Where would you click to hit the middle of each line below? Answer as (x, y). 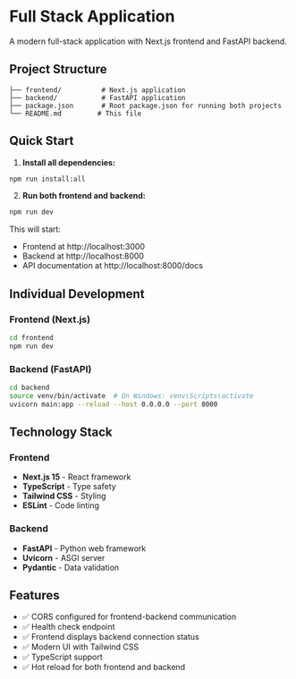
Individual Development (77, 294)
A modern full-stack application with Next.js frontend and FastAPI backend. (148, 41)
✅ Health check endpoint (68, 627)
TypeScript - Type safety (69, 487)
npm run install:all (48, 179)
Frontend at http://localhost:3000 (84, 247)
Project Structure (58, 69)
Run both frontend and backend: (84, 196)
